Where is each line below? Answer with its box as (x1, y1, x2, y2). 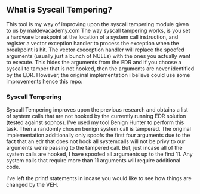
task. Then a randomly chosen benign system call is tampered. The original (6, 125, 191, 133)
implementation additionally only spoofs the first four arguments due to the (6, 131, 190, 139)
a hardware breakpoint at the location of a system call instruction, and (6, 33, 179, 41)
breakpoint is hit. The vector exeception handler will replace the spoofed (6, 46, 185, 53)
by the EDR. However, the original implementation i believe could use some (6, 71, 190, 78)
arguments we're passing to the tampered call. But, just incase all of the (6, 144, 183, 152)
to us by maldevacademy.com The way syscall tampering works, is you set (6, 27, 190, 34)
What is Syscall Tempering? (6, 5, 112, 15)
